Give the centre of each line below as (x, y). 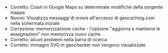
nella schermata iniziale (35, 23)
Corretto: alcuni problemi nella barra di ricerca (59, 40)
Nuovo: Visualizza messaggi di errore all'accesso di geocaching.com (82, 18)
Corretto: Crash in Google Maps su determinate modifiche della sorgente (86, 7)
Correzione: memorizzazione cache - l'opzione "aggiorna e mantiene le (85, 29)
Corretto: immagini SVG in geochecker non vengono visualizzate (78, 45)
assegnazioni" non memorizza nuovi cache (55, 34)
